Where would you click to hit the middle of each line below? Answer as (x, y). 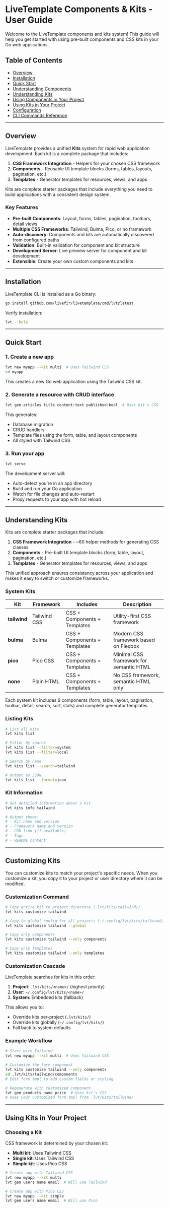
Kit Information (24, 793)
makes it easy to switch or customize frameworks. (57, 578)
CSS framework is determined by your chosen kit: (57, 1143)
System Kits (20, 591)
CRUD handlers (28, 430)
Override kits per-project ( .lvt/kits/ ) (52, 1017)
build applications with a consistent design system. (58, 194)
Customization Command (37, 897)
